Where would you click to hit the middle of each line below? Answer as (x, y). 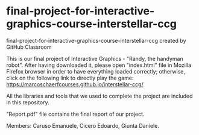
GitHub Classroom (29, 47)
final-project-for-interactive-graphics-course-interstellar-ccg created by (96, 40)
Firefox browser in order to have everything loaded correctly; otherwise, (96, 71)
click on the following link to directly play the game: (70, 78)
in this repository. (28, 102)
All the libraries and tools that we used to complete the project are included (99, 96)
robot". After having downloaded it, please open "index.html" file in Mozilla (99, 65)
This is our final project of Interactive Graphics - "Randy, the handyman (95, 58)
